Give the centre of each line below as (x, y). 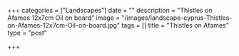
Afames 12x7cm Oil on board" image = (64, 18)
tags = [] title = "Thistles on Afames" (175, 25)
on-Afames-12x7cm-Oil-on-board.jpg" (63, 25)
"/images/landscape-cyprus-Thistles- (177, 18)
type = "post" (27, 33)
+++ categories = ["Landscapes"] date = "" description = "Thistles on (110, 10)
